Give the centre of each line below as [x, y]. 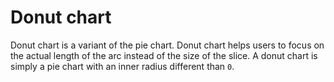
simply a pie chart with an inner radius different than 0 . [122, 66]
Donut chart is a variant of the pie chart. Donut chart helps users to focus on [167, 45]
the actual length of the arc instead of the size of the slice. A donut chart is [164, 55]
